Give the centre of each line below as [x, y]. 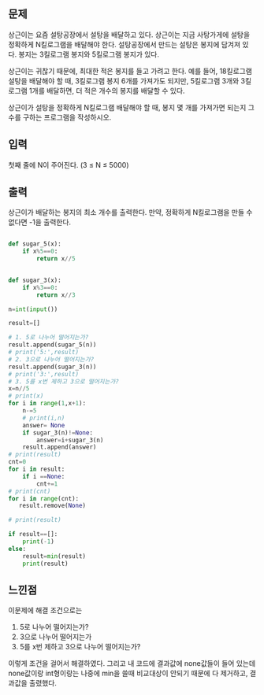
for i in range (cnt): [44, 498]
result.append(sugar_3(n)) [52, 367]
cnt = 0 [17, 462]
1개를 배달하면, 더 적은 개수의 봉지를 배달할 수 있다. [107, 91]
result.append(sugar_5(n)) [52, 345]
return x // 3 [56, 295]
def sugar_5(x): [35, 244]
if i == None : [44, 476]
